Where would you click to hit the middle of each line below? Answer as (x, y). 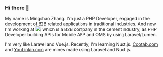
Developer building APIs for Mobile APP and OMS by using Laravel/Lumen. (81, 35)
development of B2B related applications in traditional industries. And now (81, 24)
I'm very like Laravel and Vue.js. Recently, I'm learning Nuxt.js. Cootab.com (81, 44)
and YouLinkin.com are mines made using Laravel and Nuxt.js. (68, 50)
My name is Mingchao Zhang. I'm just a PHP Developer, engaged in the (78, 19)
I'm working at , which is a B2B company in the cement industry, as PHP (81, 29)
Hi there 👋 (17, 8)
